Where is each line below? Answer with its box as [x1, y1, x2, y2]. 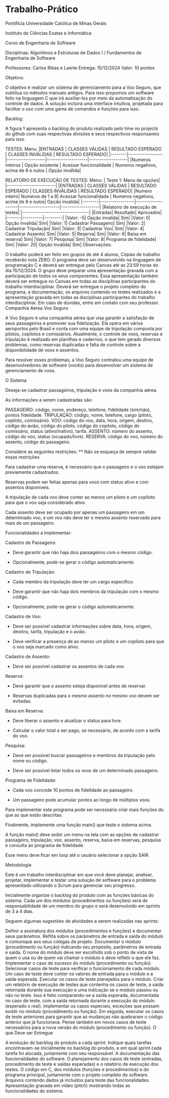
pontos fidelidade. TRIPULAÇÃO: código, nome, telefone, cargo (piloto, [5, 412, 153, 418]
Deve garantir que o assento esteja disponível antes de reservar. [12, 683, 147, 689]
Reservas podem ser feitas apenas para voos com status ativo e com [5, 479, 149, 485]
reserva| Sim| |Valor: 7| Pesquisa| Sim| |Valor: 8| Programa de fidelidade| [5, 236, 156, 242]
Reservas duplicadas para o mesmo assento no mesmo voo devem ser [12, 692, 160, 698]
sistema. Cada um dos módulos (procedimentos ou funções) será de [5, 897, 148, 904]
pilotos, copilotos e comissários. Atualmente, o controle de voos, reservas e [5, 331, 163, 337]
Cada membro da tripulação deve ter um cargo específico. [12, 578, 135, 584]
